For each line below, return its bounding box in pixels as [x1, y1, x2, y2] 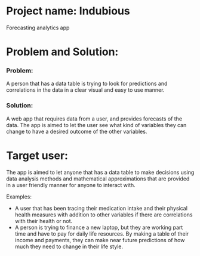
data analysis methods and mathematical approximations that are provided [6, 175, 190, 182]
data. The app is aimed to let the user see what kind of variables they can [6, 121, 187, 128]
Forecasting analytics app [6, 24, 70, 31]
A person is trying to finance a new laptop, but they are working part [14, 224, 183, 231]
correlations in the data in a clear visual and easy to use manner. [6, 86, 165, 94]
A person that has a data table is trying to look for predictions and [6, 80, 168, 88]
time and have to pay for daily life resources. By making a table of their [14, 230, 189, 237]
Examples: [6, 193, 32, 200]
